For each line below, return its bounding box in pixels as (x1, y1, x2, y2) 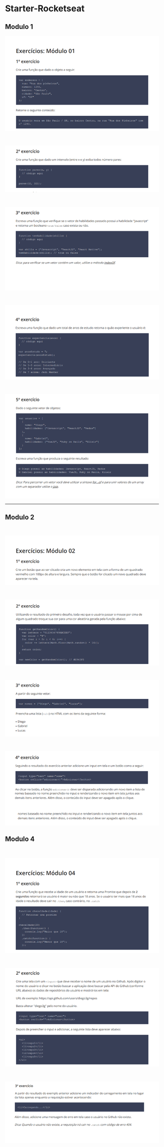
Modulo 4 (5, 835, 35, 843)
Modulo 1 (5, 23, 33, 31)
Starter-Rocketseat (5, 3, 85, 14)
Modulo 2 (5, 513, 35, 521)
